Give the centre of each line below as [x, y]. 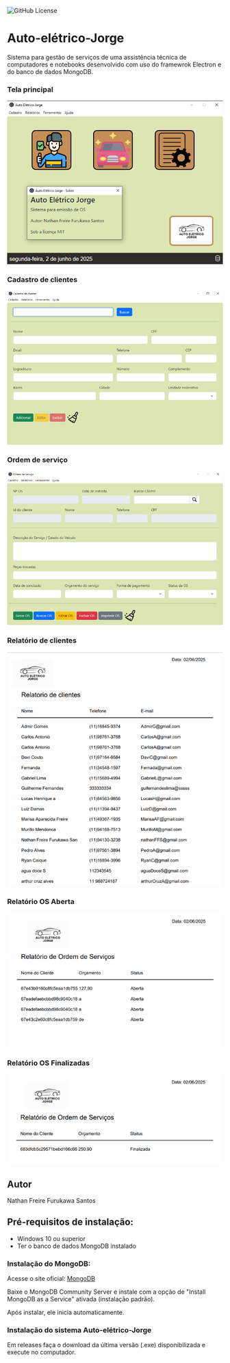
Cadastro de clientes [42, 279]
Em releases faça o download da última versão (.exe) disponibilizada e [106, 1345]
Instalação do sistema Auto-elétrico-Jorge [79, 1330]
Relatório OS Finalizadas [49, 1063]
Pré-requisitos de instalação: [70, 1222]
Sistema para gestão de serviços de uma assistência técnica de [97, 57]
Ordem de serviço [38, 460]
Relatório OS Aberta [41, 902]
